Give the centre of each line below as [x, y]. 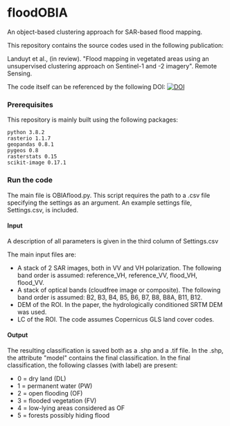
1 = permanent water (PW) [55, 386]
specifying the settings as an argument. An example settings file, [100, 203]
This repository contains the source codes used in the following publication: [115, 45]
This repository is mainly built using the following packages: [93, 120]
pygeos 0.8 [23, 151]
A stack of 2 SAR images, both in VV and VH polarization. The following [119, 268]
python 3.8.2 [26, 133]
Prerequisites [30, 104]
